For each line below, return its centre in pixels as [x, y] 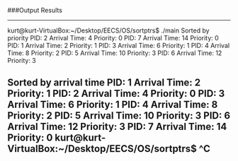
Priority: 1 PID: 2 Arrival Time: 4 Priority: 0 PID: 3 [116, 94]
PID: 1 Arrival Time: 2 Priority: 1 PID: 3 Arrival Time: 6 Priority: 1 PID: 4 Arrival [119, 46]
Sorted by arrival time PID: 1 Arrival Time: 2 [104, 83]
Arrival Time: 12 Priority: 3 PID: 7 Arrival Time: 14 [117, 127]
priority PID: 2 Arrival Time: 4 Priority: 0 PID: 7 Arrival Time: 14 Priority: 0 [113, 38]
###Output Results [35, 10]
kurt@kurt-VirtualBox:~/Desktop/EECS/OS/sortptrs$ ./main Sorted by [109, 30]
